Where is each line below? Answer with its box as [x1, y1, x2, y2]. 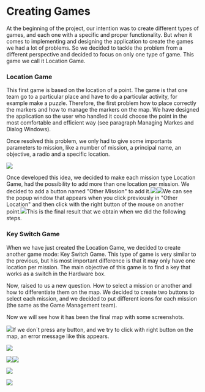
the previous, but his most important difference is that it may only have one [6, 256, 196, 264]
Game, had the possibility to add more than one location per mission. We [6, 180, 190, 188]
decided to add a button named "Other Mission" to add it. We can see [6, 188, 193, 195]
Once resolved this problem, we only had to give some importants [6, 137, 173, 145]
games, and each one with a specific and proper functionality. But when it [6, 31, 193, 38]
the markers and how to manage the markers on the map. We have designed [6, 106, 199, 113]
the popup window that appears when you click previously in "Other [6, 194, 178, 202]
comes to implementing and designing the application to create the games [6, 37, 194, 45]
